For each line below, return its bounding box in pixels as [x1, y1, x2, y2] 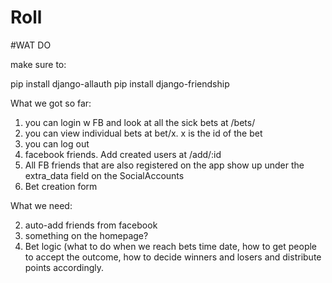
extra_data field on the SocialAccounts [24, 169, 185, 181]
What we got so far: [10, 97, 92, 109]
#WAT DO [10, 39, 52, 51]
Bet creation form [24, 180, 98, 192]
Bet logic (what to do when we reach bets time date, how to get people [24, 240, 318, 252]
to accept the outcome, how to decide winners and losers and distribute [24, 251, 322, 263]
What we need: [10, 199, 73, 211]
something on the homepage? [24, 229, 149, 241]
